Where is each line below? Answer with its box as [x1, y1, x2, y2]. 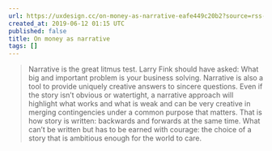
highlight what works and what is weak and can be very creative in [28, 99, 251, 109]
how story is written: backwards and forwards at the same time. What [28, 116, 261, 126]
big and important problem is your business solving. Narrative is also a [28, 73, 264, 83]
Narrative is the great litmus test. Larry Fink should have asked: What [28, 64, 259, 74]
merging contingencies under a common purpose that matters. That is [28, 107, 263, 118]
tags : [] [8, 42, 38, 50]
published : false [8, 27, 67, 35]
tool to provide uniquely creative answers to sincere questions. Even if [28, 82, 263, 92]
